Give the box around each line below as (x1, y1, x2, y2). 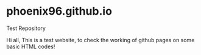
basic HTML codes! (6, 43, 55, 50)
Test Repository (6, 24, 46, 32)
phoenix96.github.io (6, 4, 113, 18)
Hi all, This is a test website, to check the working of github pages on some (6, 36, 195, 43)
